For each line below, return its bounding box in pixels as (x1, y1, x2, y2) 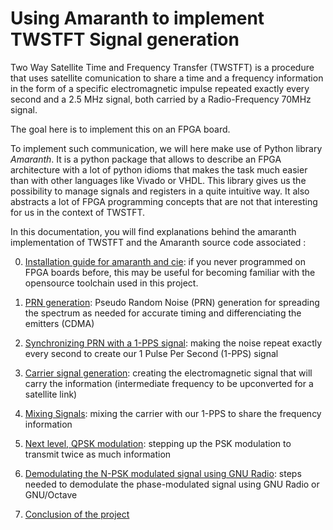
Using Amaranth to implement (10, 7, 265, 30)
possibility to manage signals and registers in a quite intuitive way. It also (10, 185, 310, 197)
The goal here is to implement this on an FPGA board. (10, 123, 231, 135)
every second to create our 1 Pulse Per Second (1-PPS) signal (24, 347, 279, 359)
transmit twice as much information (24, 448, 172, 460)
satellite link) (24, 388, 78, 400)
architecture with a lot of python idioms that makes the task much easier (10, 163, 308, 176)
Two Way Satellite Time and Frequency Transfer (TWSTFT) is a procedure (10, 61, 315, 73)
